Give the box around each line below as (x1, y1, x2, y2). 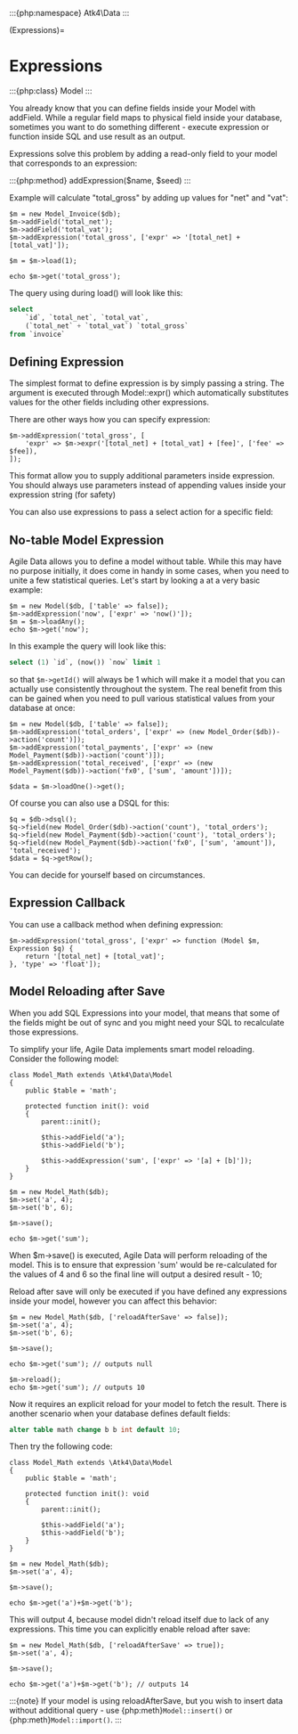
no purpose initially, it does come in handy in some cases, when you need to (9, 566, 289, 577)
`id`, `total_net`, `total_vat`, (25, 313, 149, 322)
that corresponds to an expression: (9, 158, 138, 168)
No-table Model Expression (9, 532, 165, 547)
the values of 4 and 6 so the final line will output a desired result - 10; (9, 1269, 262, 1280)
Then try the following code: (9, 1441, 113, 1452)
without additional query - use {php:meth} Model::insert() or (9, 1705, 233, 1716)
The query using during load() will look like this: (9, 287, 183, 298)
